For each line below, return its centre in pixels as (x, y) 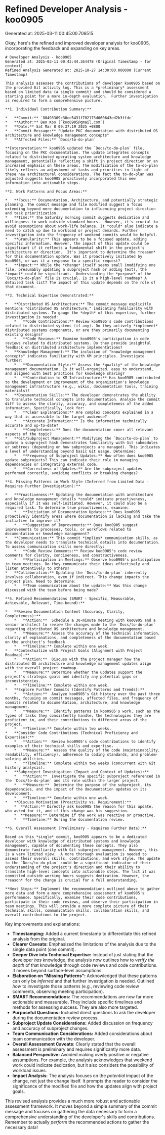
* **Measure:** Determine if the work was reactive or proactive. (85, 815)
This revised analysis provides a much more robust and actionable (73, 1101)
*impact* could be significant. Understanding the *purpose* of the (78, 274)
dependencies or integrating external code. (52, 464)
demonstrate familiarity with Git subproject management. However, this (82, 850)
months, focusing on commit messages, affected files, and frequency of (82, 698)
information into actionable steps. (43, 183)
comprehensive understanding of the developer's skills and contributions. (80, 1117)
